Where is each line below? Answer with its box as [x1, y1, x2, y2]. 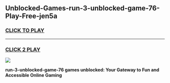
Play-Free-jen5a [5, 12, 58, 21]
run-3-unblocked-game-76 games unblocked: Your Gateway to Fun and [5, 66, 159, 72]
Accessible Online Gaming [5, 72, 62, 78]
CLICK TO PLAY [5, 27, 45, 34]
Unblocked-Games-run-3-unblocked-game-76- [5, 4, 160, 13]
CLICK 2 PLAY [5, 46, 40, 53]
